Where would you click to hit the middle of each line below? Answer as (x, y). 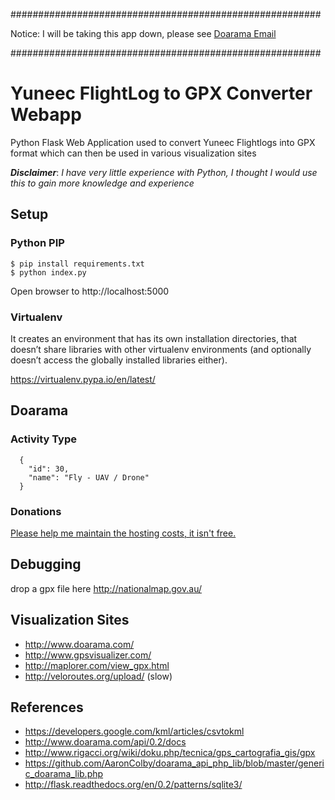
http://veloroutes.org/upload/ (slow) (98, 676)
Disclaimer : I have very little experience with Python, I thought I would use (164, 172)
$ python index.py (48, 272)
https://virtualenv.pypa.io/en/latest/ (83, 379)
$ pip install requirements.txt (77, 264)
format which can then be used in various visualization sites (133, 153)
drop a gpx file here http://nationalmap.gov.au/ (106, 588)
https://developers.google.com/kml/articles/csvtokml (134, 731)
